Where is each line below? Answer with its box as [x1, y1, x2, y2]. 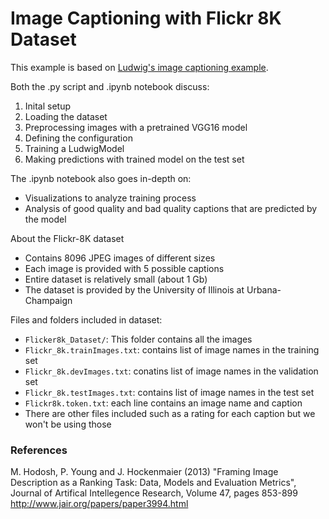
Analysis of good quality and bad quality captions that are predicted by [24, 202, 318, 214]
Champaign [24, 294, 73, 306]
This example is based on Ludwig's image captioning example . [10, 61, 269, 73]
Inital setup [24, 100, 72, 112]
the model [24, 213, 67, 225]
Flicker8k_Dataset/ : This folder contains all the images [24, 333, 253, 345]
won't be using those [24, 418, 112, 430]
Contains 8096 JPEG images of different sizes [24, 252, 216, 264]
